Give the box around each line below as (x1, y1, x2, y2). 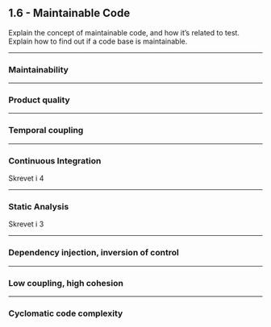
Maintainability (8, 64, 69, 75)
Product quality (8, 94, 70, 106)
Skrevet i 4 (8, 173, 44, 183)
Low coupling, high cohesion (8, 277, 123, 288)
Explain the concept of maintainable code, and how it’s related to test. (8, 27, 240, 37)
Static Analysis (8, 201, 69, 212)
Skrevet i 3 (8, 219, 44, 229)
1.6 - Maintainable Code (8, 6, 131, 20)
